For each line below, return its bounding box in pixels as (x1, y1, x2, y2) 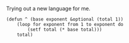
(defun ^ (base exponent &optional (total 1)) (6, 16, 124, 22)
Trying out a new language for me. (6, 5, 91, 12)
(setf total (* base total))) (27, 27, 102, 32)
